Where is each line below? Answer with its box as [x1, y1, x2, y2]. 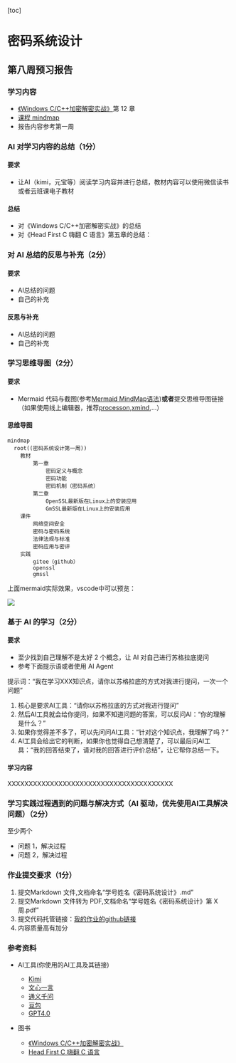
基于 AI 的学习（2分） [7, 617, 82, 627]
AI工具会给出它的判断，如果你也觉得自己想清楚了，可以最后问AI [17, 736, 205, 745]
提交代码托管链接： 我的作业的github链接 [17, 914, 136, 923]
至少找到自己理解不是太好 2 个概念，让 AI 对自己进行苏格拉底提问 [17, 653, 210, 661]
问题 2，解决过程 [17, 851, 68, 859]
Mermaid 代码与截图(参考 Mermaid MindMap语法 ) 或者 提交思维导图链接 [17, 394, 224, 403]
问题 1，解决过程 [17, 842, 66, 850]
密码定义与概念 [45, 467, 83, 474]
